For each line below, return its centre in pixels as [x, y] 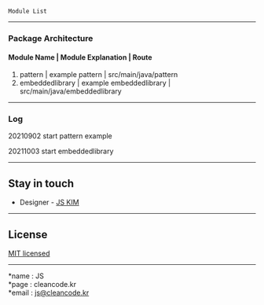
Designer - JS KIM [49, 202]
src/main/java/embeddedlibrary [70, 91]
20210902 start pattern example [60, 136]
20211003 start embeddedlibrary [61, 151]
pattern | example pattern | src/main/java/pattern [99, 75]
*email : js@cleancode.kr [49, 293]
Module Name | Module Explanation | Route [80, 57]
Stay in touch [41, 184]
